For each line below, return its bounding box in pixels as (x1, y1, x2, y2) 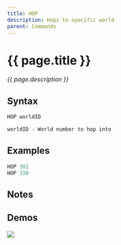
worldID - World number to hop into (7, 126, 111, 133)
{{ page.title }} (7, 52, 92, 68)
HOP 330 (7, 169, 29, 176)
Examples (7, 145, 50, 157)
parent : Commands (7, 23, 57, 30)
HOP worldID (7, 114, 41, 120)
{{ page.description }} (7, 75, 69, 83)
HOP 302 (7, 163, 29, 170)
